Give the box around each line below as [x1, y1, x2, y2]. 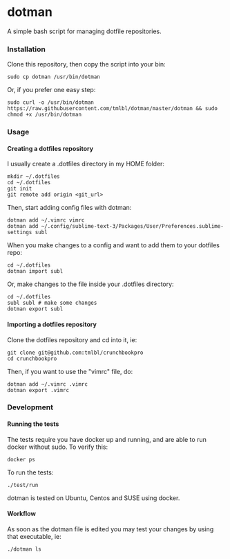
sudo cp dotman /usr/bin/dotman [7, 73, 100, 80]
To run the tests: [7, 468, 54, 477]
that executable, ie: [7, 532, 62, 540]
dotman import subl [7, 268, 64, 275]
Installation [7, 44, 46, 54]
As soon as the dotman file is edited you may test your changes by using [7, 524, 214, 533]
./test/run [7, 481, 39, 488]
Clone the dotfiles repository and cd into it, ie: [7, 335, 137, 344]
